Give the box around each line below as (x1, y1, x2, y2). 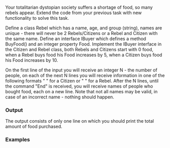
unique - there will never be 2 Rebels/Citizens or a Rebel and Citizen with (5, 30, 158, 36)
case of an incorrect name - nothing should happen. (5, 94, 114, 100)
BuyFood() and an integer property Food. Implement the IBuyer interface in (5, 41, 162, 47)
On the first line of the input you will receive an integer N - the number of (5, 67, 157, 73)
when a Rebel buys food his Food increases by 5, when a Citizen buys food (5, 52, 162, 58)
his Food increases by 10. (5, 57, 58, 63)
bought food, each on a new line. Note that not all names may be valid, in (5, 89, 158, 94)
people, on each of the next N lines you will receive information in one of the (5, 72, 165, 78)
